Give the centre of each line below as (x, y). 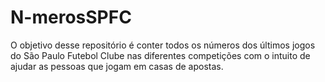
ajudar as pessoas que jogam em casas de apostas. (117, 66)
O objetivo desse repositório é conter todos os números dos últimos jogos (163, 45)
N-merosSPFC (71, 17)
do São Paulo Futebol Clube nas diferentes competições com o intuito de (160, 55)
